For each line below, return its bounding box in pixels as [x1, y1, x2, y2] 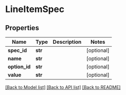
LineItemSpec [5, 4, 65, 15]
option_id [8, 63, 31, 70]
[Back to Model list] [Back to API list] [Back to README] [5, 84, 121, 90]
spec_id [8, 47, 27, 54]
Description [52, 39, 82, 45]
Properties [5, 24, 39, 32]
